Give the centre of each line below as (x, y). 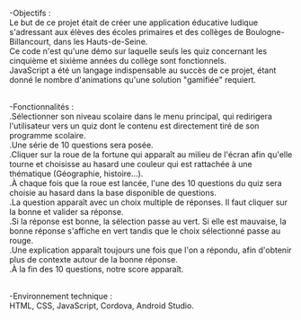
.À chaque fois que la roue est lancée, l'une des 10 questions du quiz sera (146, 183)
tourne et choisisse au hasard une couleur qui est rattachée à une (131, 164)
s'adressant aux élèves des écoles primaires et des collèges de (127, 32)
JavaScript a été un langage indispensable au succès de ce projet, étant (143, 70)
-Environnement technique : (61, 296)
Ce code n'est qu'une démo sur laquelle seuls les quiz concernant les (138, 51)
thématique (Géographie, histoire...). (76, 173)
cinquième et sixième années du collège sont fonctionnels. (118, 61)
